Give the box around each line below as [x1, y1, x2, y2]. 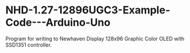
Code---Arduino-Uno [5, 16, 111, 29]
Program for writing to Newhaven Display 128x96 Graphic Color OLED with [5, 35, 185, 42]
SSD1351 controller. [5, 41, 52, 48]
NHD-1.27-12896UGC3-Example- [5, 3, 170, 17]
